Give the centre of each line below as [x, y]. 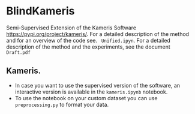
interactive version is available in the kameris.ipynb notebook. [91, 92]
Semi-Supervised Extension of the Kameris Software [71, 28]
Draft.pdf [19, 52]
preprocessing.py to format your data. [62, 104]
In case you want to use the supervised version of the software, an [97, 85]
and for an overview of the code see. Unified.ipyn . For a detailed [88, 40]
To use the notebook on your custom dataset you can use [86, 98]
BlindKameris [40, 11]
